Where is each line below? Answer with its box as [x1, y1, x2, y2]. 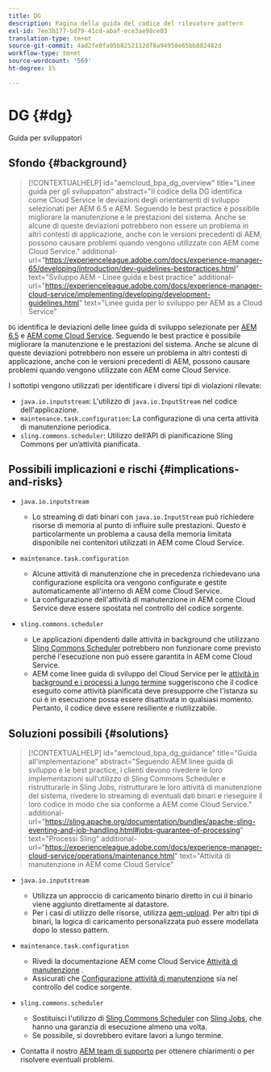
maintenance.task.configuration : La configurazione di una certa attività [19, 413, 259, 423]
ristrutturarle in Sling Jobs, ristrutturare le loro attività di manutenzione [27, 782, 262, 792]
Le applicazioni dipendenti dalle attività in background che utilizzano [31, 634, 260, 644]
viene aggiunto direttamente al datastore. [31, 899, 169, 909]
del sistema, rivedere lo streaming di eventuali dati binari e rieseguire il [27, 791, 263, 801]
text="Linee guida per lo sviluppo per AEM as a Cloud [84, 298, 263, 308]
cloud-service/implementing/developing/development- [27, 289, 211, 299]
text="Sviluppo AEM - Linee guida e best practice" [27, 272, 197, 282]
